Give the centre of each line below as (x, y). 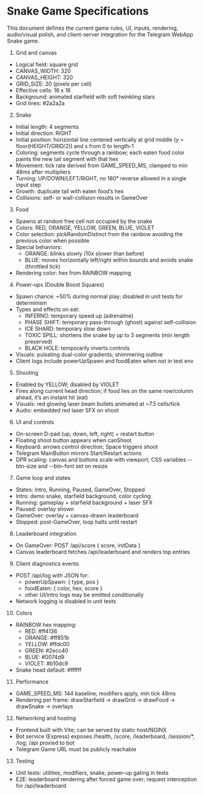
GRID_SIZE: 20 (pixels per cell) (54, 84)
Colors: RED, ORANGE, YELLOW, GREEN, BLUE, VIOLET (85, 227)
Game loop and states (43, 477)
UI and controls (35, 422)
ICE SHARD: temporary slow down (68, 329)
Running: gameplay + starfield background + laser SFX (84, 502)
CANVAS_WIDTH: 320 (43, 70)
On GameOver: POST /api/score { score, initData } (78, 545)
